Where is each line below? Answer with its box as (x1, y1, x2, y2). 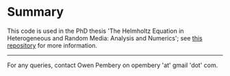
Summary (7, 4, 64, 20)
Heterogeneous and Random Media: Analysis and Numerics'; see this (7, 34, 203, 42)
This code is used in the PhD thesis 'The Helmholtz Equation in (7, 27, 184, 35)
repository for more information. (7, 41, 98, 49)
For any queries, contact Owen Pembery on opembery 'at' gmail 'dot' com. (7, 61, 218, 69)
